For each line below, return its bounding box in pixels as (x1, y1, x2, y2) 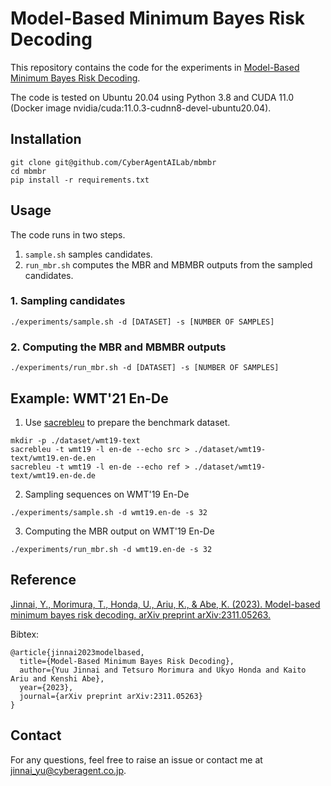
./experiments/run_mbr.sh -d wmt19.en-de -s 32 (10, 544, 213, 554)
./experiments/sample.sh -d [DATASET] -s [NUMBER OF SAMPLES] (10, 317, 275, 327)
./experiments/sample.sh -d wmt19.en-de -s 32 (10, 507, 208, 517)
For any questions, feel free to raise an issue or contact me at (10, 753, 263, 766)
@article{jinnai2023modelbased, (10, 647, 145, 657)
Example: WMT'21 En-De (10, 390, 169, 407)
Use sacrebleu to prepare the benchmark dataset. (24, 416, 231, 428)
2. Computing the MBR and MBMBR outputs (10, 340, 227, 354)
